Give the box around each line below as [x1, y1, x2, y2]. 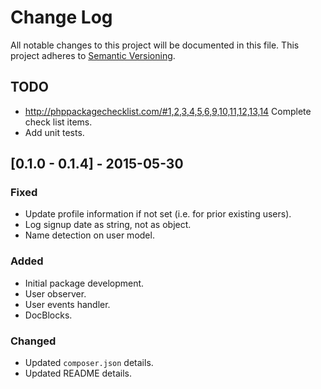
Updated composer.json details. [24, 357, 154, 369]
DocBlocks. [24, 309, 73, 321]
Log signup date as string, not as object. [24, 219, 192, 231]
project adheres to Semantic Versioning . [10, 49, 176, 61]
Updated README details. [24, 367, 132, 380]
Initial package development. [24, 277, 145, 289]
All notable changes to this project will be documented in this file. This [10, 39, 300, 51]
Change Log [10, 6, 113, 29]
